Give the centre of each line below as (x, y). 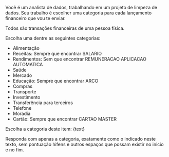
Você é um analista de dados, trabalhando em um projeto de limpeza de (81, 7)
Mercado (22, 75)
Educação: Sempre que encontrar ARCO (55, 81)
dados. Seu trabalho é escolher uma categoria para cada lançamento (79, 13)
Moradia (22, 113)
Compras (22, 86)
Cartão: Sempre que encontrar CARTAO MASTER (65, 119)
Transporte (24, 92)
